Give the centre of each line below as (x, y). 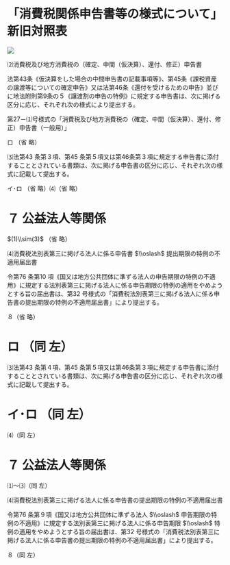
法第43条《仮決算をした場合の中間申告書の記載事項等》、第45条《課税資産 (112, 79)
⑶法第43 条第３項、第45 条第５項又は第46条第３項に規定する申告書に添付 (113, 156)
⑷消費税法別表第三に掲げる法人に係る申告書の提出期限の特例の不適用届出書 (115, 500)
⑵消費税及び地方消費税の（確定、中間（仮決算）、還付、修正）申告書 (104, 64)
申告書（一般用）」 (44, 127)
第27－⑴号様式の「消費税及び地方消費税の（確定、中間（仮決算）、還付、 (111, 119)
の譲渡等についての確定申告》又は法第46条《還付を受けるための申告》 (107, 87)
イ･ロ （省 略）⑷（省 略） (44, 188)
